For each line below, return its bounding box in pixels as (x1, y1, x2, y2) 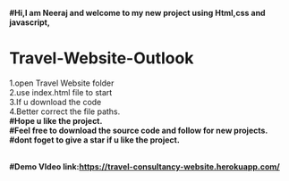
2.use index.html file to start (9, 86, 113, 97)
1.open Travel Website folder (9, 78, 115, 88)
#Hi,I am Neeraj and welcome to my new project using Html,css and (9, 8, 266, 18)
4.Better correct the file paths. (9, 106, 121, 117)
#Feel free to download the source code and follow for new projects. (9, 125, 268, 136)
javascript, (9, 17, 51, 28)
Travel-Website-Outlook (9, 48, 194, 69)
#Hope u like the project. (9, 115, 103, 126)
